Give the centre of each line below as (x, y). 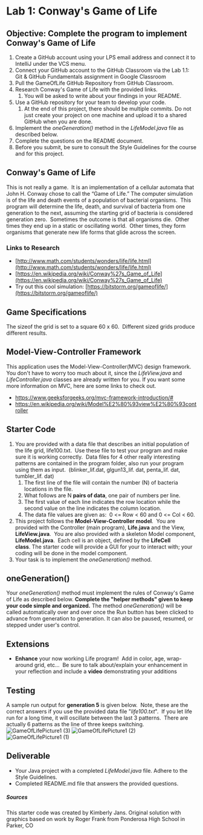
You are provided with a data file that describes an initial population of (102, 444)
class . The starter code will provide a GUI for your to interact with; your (104, 546)
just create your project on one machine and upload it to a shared (105, 115)
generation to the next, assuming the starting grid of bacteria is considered (100, 213)
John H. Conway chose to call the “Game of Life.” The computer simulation (100, 193)
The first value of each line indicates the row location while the (102, 501)
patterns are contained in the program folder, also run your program (99, 463)
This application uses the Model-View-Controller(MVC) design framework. (99, 366)
